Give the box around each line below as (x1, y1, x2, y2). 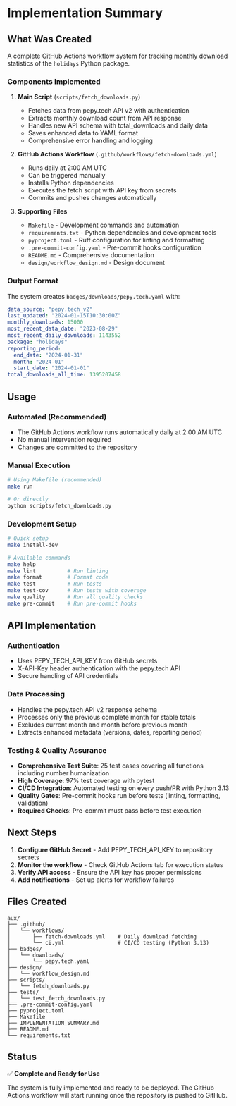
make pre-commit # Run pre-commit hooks (7, 600, 137, 607)
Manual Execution (7, 460, 70, 470)
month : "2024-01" (13, 358, 65, 365)
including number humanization (17, 769, 110, 778)
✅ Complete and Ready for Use (7, 1069, 100, 1078)
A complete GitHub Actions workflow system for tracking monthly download (7, 51, 228, 60)
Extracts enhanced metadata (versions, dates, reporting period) (17, 727, 203, 736)
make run (7, 483, 33, 491)
